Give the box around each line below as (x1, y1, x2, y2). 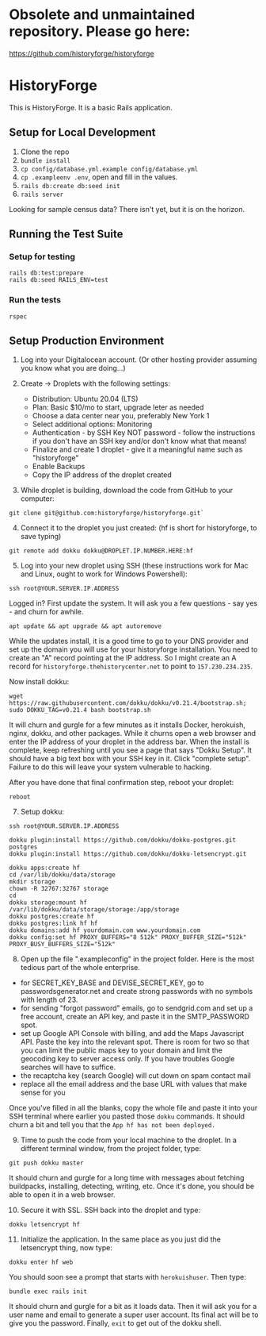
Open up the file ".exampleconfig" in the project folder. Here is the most (20, 954, 254, 964)
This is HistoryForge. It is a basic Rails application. (9, 102, 173, 112)
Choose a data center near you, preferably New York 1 (32, 411, 210, 421)
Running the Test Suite (9, 228, 123, 241)
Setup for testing (9, 252, 76, 262)
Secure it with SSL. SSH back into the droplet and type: (20, 1205, 201, 1215)
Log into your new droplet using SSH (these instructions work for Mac (20, 561, 249, 571)
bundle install (20, 156, 71, 164)
